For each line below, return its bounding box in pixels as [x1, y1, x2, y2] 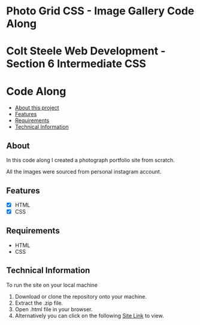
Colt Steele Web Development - [6, 44, 166, 58]
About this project [14, 104, 59, 111]
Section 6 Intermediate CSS [6, 57, 147, 71]
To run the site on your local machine [6, 281, 98, 288]
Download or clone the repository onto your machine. [14, 293, 147, 300]
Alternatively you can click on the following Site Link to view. [14, 312, 164, 319]
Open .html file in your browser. [14, 305, 93, 312]
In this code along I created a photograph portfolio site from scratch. [6, 157, 175, 164]
